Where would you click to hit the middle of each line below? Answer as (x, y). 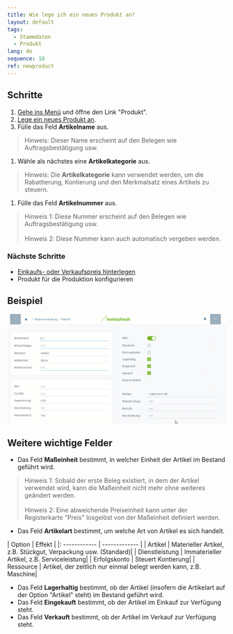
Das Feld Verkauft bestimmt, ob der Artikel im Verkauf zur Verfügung (116, 617)
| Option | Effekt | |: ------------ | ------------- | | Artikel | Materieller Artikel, (115, 545)
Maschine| (22, 574)
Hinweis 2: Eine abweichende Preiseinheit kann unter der (106, 510)
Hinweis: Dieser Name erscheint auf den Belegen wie (101, 140)
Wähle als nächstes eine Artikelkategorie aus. (84, 161)
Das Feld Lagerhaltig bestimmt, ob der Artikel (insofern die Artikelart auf (121, 587)
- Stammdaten (32, 37)
